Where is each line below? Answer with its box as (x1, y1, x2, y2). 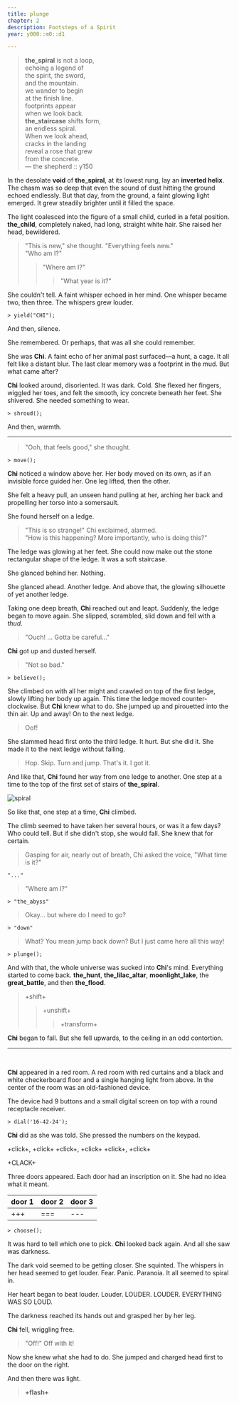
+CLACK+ (7, 1158, 36, 1167)
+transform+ (60, 1020, 98, 1029)
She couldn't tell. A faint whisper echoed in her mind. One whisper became (7, 290, 228, 300)
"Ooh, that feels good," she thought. (24, 443, 131, 451)
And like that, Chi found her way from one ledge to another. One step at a (7, 772, 223, 781)
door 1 (11, 1197, 34, 1207)
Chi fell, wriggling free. (7, 1325, 75, 1334)
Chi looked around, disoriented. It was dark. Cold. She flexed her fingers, (7, 381, 222, 389)
